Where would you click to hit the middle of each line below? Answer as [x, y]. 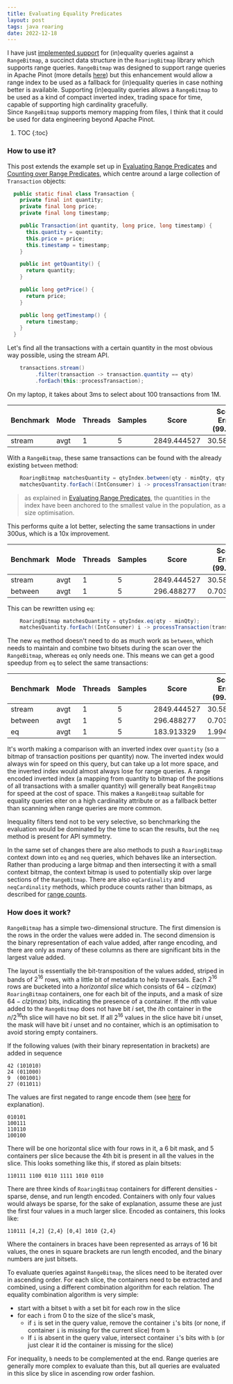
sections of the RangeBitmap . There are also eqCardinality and [96, 880]
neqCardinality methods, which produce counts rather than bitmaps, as [110, 887]
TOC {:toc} [33, 133]
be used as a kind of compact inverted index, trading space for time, [105, 97]
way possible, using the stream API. [58, 355]
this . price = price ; [55, 238]
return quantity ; [51, 271]
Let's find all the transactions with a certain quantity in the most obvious [110, 348]
